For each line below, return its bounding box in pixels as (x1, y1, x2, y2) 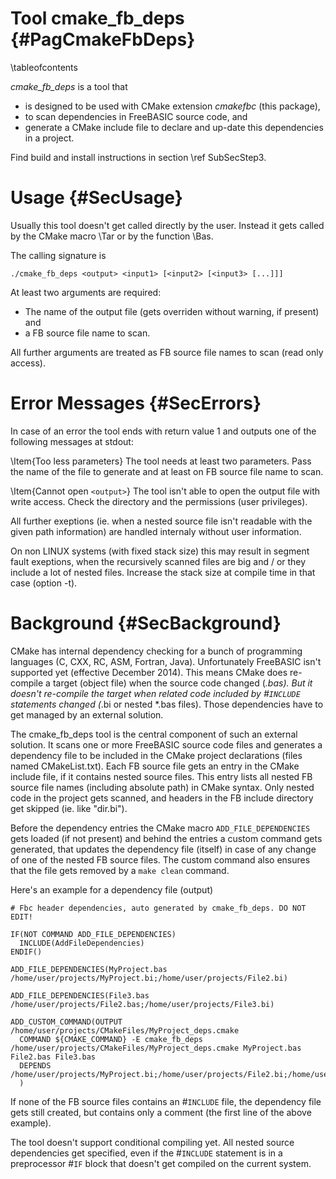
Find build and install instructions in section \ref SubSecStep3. (10, 151, 267, 163)
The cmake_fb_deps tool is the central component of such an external (10, 728, 298, 740)
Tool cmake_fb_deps (10, 7, 185, 30)
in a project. (24, 132, 75, 144)
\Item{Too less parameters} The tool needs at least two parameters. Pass (10, 455, 312, 467)
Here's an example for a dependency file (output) (10, 883, 214, 896)
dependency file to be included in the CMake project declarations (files (10, 749, 303, 761)
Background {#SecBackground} (10, 612, 282, 634)
